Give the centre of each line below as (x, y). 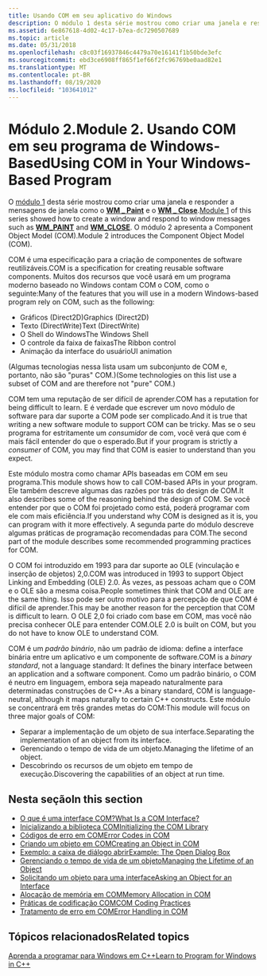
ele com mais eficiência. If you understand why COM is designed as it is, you (133, 516)
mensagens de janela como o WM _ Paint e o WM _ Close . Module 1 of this (130, 210)
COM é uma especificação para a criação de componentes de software (125, 260)
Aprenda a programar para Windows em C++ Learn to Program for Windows (132, 955)
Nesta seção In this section (75, 799)
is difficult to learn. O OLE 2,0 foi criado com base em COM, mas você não (130, 616)
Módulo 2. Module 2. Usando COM (122, 129)
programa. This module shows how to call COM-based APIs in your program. (133, 482)
